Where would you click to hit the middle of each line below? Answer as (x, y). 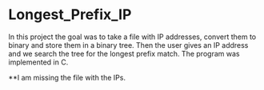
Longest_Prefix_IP (70, 15)
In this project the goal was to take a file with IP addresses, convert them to (132, 37)
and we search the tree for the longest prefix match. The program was (124, 53)
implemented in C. (38, 62)
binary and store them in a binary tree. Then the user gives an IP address (128, 45)
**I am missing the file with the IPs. (67, 77)
